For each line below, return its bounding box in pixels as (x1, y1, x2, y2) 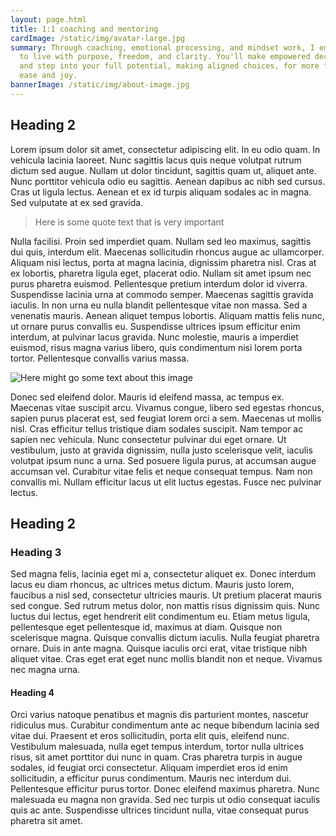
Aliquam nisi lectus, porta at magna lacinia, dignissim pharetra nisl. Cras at (10, 256, 317, 268)
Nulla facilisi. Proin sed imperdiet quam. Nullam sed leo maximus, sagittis (10, 235, 312, 247)
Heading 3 (10, 545, 62, 559)
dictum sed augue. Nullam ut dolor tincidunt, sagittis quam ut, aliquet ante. (10, 164, 317, 176)
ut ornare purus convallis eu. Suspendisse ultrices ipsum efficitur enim (10, 320, 301, 332)
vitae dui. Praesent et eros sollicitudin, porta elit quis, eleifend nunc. (10, 730, 290, 742)
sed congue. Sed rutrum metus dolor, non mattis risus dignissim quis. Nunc (10, 600, 320, 612)
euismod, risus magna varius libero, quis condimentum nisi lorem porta (10, 341, 303, 353)
